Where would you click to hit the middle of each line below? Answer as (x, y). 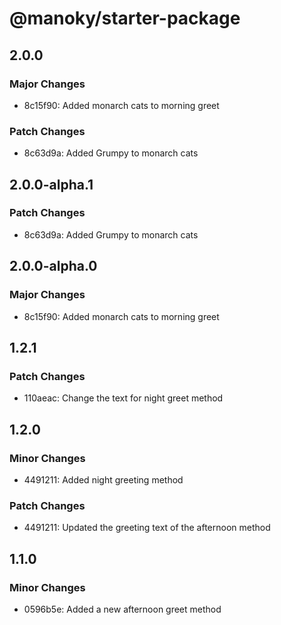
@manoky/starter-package (125, 18)
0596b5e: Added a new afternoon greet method (122, 609)
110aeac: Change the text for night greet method (123, 398)
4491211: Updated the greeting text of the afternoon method (147, 528)
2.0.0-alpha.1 (51, 184)
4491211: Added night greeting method (103, 479)
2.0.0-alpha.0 (53, 266)
